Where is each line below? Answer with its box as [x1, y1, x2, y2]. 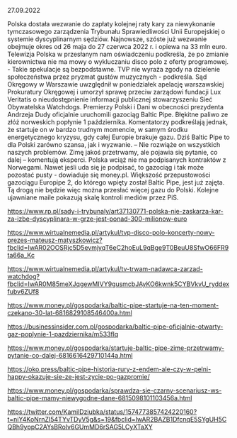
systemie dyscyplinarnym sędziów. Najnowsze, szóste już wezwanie [7, 35, 207, 43]
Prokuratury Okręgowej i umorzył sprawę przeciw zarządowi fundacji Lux [7, 88, 221, 96]
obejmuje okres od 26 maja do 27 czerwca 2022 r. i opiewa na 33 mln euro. [7, 43, 228, 50]
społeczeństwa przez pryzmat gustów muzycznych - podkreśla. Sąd [7, 72, 207, 81]
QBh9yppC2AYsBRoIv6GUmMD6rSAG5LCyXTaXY [7, 422, 154, 431]
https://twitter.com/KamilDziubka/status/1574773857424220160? [7, 407, 197, 416]
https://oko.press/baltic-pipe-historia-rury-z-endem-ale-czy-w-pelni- [7, 365, 212, 373]
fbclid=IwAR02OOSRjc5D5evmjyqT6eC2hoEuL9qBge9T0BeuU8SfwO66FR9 [7, 243, 229, 251]
